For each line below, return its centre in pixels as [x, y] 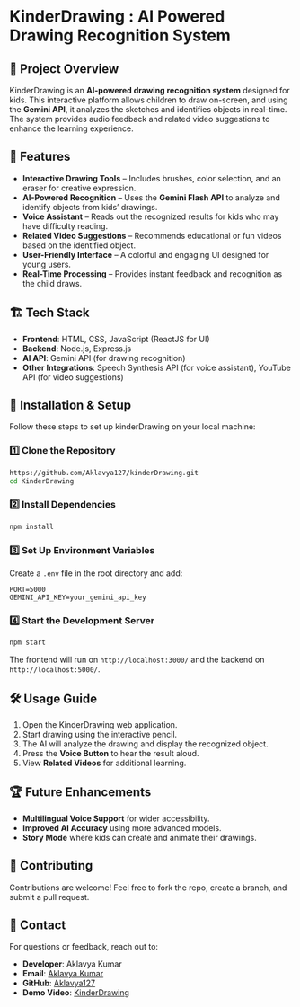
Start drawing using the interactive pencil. [100, 734]
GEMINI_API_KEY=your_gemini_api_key [78, 597]
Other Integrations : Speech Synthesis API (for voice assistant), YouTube [157, 367]
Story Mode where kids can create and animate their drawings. [140, 837]
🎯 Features [40, 157]
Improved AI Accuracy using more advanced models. [122, 827]
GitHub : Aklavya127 [59, 983]
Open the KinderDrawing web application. [100, 724]
